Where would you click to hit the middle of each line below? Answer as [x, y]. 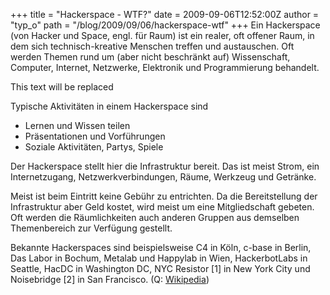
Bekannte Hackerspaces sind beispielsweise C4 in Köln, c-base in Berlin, [161, 247]
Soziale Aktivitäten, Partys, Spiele [94, 147]
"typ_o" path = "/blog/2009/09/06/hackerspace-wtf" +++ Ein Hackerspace [165, 25]
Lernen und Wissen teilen [77, 125]
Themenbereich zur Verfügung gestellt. [91, 228]
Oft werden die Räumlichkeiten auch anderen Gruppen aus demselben [155, 217]
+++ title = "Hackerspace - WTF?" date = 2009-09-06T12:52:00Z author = [165, 14]
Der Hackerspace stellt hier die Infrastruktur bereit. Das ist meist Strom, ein [165, 166]
